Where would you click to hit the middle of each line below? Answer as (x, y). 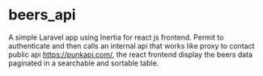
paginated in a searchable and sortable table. (84, 63)
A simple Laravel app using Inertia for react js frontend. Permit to (116, 37)
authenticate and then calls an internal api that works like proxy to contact (131, 45)
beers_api (42, 15)
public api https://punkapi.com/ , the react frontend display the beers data (131, 54)
